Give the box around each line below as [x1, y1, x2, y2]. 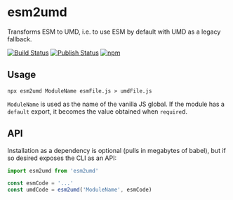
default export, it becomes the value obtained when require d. [7, 107, 188, 116]
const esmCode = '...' [7, 180, 74, 187]
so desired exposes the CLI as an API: [7, 154, 117, 162]
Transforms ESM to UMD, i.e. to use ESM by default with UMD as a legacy [7, 27, 221, 36]
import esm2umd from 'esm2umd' [7, 167, 99, 174]
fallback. [7, 34, 32, 43]
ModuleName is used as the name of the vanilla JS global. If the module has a [7, 100, 225, 108]
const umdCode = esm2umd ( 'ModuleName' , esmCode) [7, 187, 152, 194]
